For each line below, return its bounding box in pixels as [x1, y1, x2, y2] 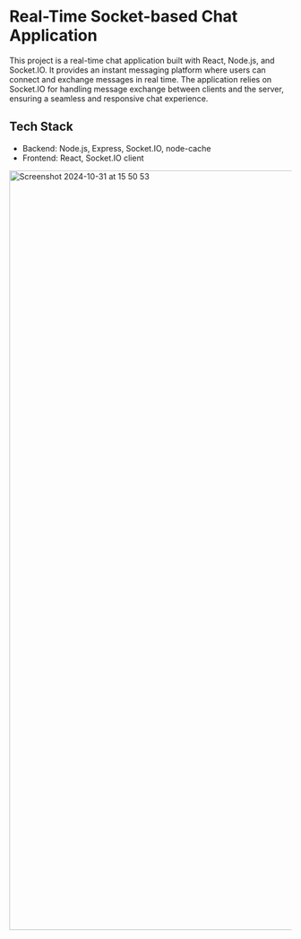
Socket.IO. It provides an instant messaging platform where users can [9, 65, 266, 75]
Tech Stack [9, 119, 73, 135]
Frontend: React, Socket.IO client [21, 152, 145, 163]
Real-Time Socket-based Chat [9, 6, 238, 27]
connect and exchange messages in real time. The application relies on [9, 74, 272, 84]
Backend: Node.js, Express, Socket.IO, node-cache [21, 143, 211, 153]
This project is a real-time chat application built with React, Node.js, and [9, 55, 275, 65]
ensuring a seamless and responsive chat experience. [9, 92, 209, 104]
